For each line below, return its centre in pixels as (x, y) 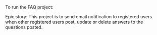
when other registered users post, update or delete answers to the (74, 22)
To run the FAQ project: (29, 7)
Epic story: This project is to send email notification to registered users (79, 17)
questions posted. (24, 27)
